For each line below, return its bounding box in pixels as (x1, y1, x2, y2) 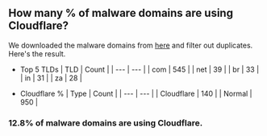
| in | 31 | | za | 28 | (19, 72, 82, 83)
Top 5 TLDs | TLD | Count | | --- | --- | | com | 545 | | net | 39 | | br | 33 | (19, 64, 260, 74)
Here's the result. (8, 48, 66, 59)
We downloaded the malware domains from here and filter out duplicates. (8, 40, 253, 50)
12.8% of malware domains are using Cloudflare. (8, 117, 203, 128)
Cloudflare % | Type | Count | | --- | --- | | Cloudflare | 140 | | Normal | (19, 89, 252, 98)
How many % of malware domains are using (8, 6, 234, 20)
